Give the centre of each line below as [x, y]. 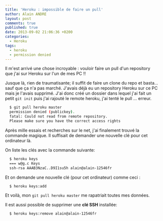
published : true [21, 28]
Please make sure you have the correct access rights [65, 121]
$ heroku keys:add [28, 186]
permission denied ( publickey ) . [42, 112]
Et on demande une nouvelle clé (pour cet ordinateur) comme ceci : [73, 177]
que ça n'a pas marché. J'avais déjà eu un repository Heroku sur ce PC [86, 88]
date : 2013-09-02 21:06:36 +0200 [39, 32]
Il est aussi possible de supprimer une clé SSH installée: [61, 205]
